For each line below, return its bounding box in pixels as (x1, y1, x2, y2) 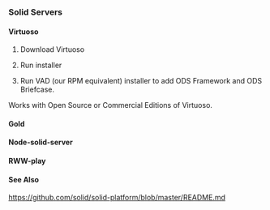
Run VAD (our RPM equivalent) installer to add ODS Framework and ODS (19, 76, 263, 86)
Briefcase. (19, 84, 55, 95)
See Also (8, 174, 39, 184)
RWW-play (8, 156, 46, 165)
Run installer (19, 60, 62, 71)
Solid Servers (8, 6, 63, 18)
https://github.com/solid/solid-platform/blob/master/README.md (8, 193, 225, 203)
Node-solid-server (8, 137, 73, 148)
